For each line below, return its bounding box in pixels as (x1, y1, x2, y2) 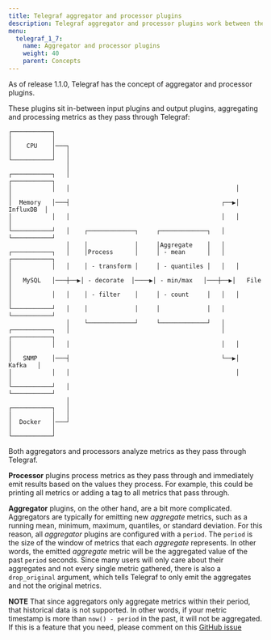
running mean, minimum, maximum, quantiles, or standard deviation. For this (8, 520, 263, 530)
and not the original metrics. (8, 580, 102, 591)
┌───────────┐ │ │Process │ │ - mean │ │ (8, 248, 226, 256)
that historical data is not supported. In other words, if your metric (8, 604, 227, 615)
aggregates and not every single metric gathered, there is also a (8, 563, 222, 573)
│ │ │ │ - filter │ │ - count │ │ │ (8, 290, 240, 299)
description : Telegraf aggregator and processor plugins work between (8, 19, 251, 28)
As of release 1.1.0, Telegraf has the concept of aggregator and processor (8, 78, 252, 89)
